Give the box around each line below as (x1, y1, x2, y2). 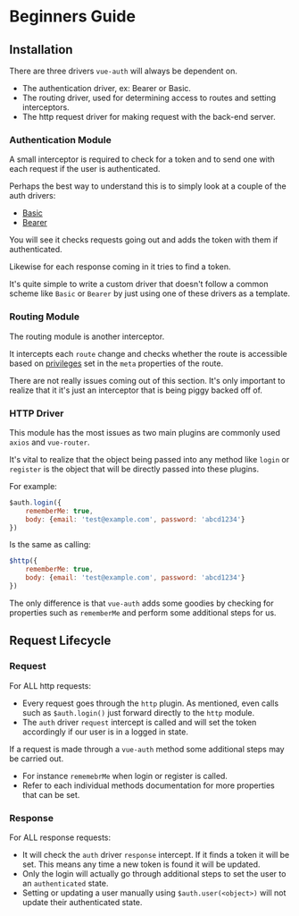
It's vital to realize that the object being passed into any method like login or (9, 454, 290, 464)
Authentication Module (9, 133, 112, 146)
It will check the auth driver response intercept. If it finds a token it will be (21, 849, 290, 860)
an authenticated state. (21, 878, 109, 888)
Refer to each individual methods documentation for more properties (21, 780, 275, 791)
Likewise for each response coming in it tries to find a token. (9, 261, 231, 272)
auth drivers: (9, 191, 56, 201)
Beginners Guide (9, 6, 137, 27)
